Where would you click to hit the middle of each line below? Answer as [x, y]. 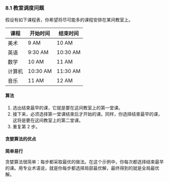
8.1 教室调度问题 [25, 8]
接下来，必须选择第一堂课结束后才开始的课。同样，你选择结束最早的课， [87, 114]
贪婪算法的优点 [21, 139]
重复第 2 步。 [26, 126]
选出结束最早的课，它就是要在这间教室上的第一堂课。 [68, 108]
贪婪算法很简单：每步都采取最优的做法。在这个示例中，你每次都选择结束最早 [84, 161]
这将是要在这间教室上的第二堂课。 [48, 120]
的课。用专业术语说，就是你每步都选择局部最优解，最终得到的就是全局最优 [82, 168]
